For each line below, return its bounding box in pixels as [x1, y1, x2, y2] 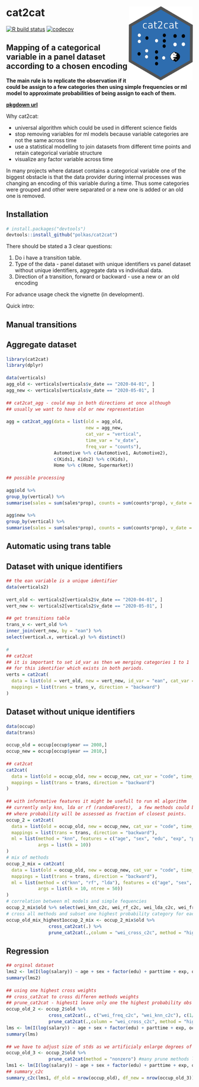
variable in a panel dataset [6, 52, 105, 62]
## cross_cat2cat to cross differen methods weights [6, 993, 139, 1000]
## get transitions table [6, 615, 70, 622]
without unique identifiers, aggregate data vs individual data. [14, 267, 163, 274]
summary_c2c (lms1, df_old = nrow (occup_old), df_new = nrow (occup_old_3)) [6, 1075, 195, 1081]
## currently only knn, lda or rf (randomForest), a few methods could [6, 805, 190, 811]
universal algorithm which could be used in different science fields [14, 124, 177, 131]
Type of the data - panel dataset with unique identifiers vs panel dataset [14, 261, 191, 268]
